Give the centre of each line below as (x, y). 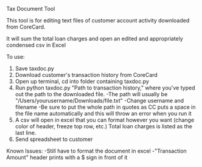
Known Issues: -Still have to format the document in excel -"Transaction (96, 151)
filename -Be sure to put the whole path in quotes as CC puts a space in (105, 107)
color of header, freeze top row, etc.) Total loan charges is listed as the (104, 126)
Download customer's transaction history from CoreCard (86, 75)
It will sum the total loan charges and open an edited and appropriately (95, 38)
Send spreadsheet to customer (54, 139)
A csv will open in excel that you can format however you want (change (105, 120)
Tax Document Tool (31, 9)
